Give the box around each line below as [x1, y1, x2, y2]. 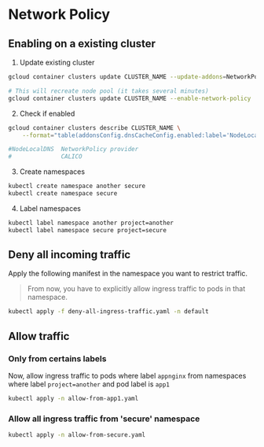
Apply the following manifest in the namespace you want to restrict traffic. [8, 269, 248, 279]
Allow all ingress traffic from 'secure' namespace [8, 413, 200, 424]
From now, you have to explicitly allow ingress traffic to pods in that [27, 284, 246, 294]
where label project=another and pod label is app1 [8, 379, 170, 389]
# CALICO [8, 153, 82, 161]
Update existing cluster [19, 57, 95, 67]
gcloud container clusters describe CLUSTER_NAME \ [8, 124, 181, 131]
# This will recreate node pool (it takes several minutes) [8, 87, 210, 95]
